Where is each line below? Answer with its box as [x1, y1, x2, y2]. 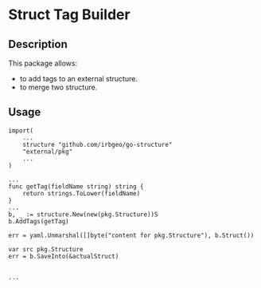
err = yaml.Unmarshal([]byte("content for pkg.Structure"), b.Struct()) [8, 231, 255, 239]
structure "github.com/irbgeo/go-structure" [22, 140, 173, 148]
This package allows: [8, 58, 78, 68]
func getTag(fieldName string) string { [8, 182, 145, 191]
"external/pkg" [22, 148, 73, 156]
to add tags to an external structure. [19, 74, 138, 83]
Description [8, 37, 68, 51]
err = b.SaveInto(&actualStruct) [8, 252, 119, 260]
